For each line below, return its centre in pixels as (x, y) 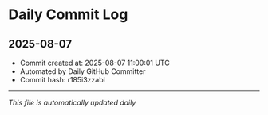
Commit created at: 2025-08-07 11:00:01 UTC (95, 63)
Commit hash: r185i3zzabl (62, 80)
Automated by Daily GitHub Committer (83, 71)
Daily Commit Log (68, 15)
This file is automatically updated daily (72, 102)
